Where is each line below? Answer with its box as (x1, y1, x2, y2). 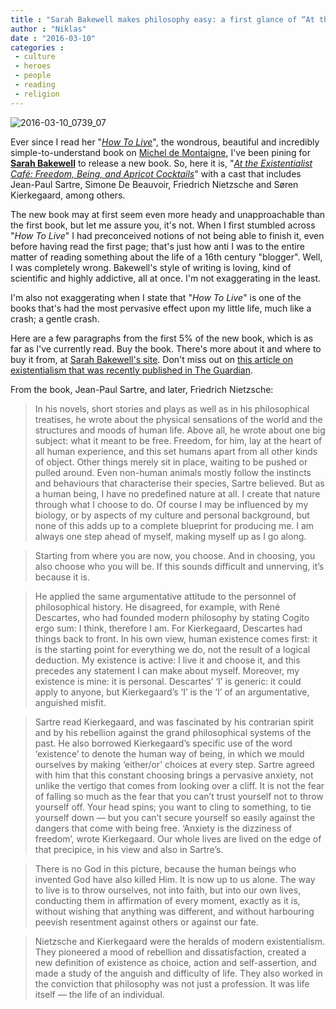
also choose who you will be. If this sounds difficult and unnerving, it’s (34, 560, 325, 572)
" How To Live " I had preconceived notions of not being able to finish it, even (10, 229, 325, 241)
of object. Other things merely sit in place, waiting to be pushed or (34, 456, 308, 468)
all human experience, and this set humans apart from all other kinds (34, 445, 318, 457)
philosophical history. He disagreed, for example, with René (34, 601, 281, 613)
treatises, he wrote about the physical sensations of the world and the (34, 413, 323, 425)
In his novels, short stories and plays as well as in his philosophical (34, 402, 310, 415)
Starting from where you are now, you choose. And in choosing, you (34, 549, 316, 561)
